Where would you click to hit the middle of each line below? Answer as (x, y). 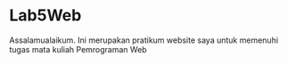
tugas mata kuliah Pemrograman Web (78, 49)
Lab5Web (45, 16)
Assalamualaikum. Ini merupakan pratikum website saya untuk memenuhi (144, 40)
